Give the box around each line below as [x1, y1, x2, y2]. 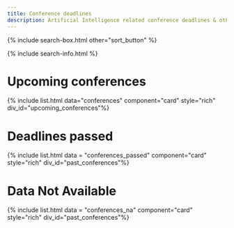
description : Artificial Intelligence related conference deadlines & [7, 17, 217, 24]
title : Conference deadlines [7, 10, 92, 17]
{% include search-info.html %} [7, 49, 98, 58]
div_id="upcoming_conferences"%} [7, 104, 110, 112]
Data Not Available [7, 183, 117, 199]
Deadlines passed [7, 128, 114, 144]
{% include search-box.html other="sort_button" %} [7, 35, 157, 44]
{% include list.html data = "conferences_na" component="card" [7, 206, 193, 214]
